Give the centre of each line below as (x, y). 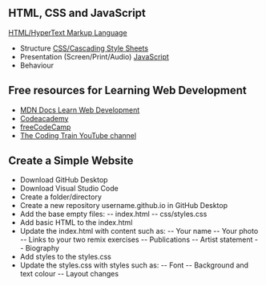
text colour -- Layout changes (69, 274)
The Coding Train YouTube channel (78, 135)
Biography (42, 248)
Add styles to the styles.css (66, 257)
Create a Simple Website (71, 161)
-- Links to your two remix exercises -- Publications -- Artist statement (136, 239)
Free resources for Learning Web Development (127, 90)
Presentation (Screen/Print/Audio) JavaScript (95, 56)
